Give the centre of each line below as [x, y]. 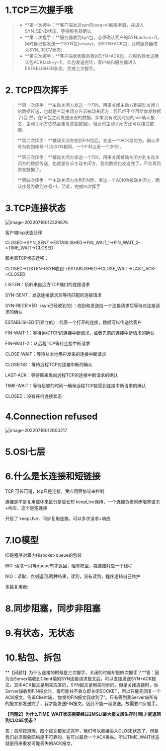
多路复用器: [17, 587]
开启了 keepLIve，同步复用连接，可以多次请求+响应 [58, 518]
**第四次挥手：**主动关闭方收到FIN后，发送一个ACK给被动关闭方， [86, 180]
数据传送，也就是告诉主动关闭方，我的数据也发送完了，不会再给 [96, 163]
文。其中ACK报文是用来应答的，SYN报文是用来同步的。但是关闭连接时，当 [82, 685]
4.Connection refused [51, 416]
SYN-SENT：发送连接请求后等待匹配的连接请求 [53, 295]
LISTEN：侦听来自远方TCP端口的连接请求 [48, 284]
